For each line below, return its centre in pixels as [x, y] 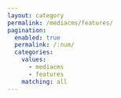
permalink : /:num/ [45, 45]
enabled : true [37, 38]
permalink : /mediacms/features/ [60, 23]
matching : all [44, 81]
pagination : [27, 30]
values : [34, 60]
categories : [34, 52]
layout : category [36, 15]
